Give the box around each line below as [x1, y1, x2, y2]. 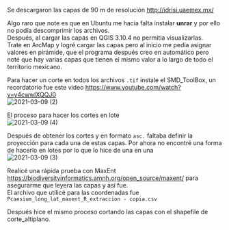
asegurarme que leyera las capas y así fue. [7, 181, 129, 189]
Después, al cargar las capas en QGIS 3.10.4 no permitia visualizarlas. [7, 34, 204, 42]
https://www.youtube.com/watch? [85, 84, 181, 91]
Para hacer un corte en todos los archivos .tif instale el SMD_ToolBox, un [7, 76, 217, 84]
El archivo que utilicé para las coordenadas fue [7, 188, 139, 196]
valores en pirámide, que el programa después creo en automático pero [7, 48, 209, 56]
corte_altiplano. [7, 215, 51, 223]
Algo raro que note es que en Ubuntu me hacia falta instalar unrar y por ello [7, 19, 221, 27]
